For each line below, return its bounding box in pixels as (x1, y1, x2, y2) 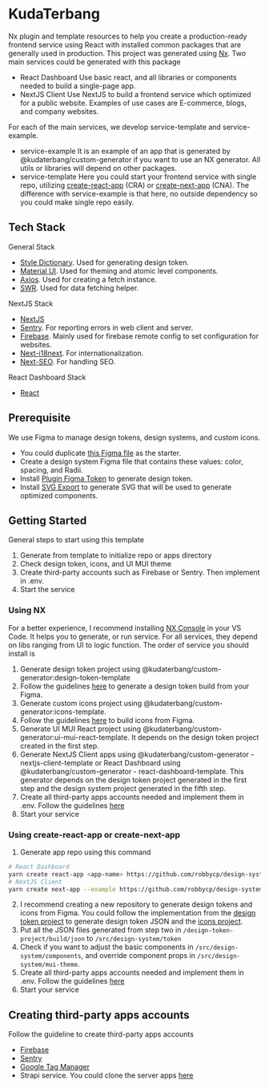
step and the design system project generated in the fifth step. (19, 783, 227, 793)
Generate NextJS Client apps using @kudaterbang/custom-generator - (19, 749, 255, 759)
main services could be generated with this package (8, 57, 182, 67)
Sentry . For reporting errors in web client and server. (19, 323, 194, 332)
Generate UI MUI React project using (19, 724, 142, 733)
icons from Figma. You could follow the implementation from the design (19, 908, 256, 918)
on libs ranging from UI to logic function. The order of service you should (8, 639, 250, 650)
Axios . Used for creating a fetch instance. (19, 274, 158, 284)
